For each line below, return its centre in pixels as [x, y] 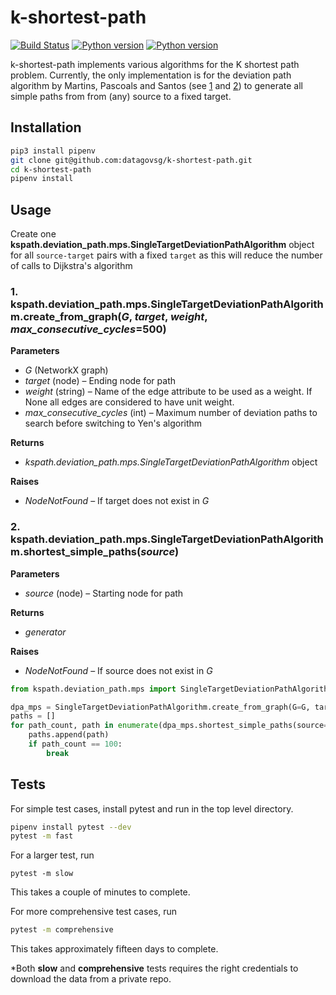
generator [45, 632]
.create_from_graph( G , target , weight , [113, 316]
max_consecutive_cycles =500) [88, 329]
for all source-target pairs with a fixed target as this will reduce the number [166, 255]
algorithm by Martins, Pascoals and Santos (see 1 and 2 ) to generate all [156, 85]
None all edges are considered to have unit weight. [129, 402]
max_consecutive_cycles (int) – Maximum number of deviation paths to [171, 413]
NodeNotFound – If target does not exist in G [117, 501]
